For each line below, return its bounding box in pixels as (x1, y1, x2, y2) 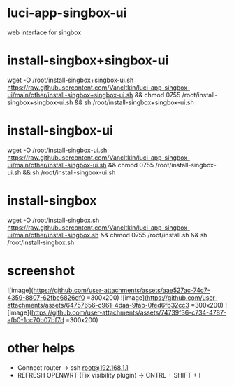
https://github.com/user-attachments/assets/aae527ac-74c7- (33, 286, 211, 294)
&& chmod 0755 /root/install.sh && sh (100, 230, 207, 239)
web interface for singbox (7, 28, 82, 36)
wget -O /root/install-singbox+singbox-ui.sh (7, 76, 134, 84)
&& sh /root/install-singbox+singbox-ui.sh (74, 98, 194, 106)
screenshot (7, 263, 75, 278)
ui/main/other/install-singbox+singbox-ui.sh (7, 90, 133, 99)
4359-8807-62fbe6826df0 (7, 293, 85, 302)
